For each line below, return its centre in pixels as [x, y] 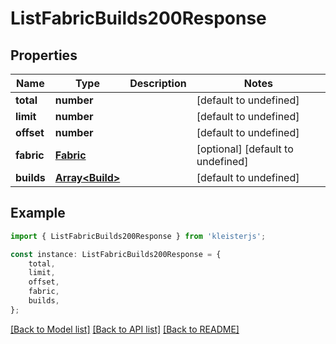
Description [158, 83]
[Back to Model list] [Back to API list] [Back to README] [125, 329]
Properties [44, 55]
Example [38, 213]
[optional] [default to [245, 149]
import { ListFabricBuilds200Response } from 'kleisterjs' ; [138, 236]
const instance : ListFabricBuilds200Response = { [116, 254]
